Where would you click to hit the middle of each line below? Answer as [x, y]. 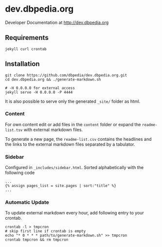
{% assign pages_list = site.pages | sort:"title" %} [61, 186]
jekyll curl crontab [26, 49]
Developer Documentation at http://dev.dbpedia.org [57, 22]
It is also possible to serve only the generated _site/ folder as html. [73, 101]
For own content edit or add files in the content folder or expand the [73, 124]
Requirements [27, 38]
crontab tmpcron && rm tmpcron [37, 240]
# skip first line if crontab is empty [45, 231]
